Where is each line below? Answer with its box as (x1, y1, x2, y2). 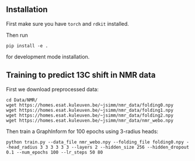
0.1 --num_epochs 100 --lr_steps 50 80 (6, 149, 103, 155)
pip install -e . (6, 43, 48, 49)
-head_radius (6, 144, 38, 150)
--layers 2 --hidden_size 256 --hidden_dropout (71, 144, 190, 150)
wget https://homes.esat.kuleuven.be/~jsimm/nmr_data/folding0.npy (6, 102, 174, 108)
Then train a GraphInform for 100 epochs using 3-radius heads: (6, 128, 159, 135)
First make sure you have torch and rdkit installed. (6, 20, 130, 27)
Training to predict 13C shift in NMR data (6, 70, 156, 80)
